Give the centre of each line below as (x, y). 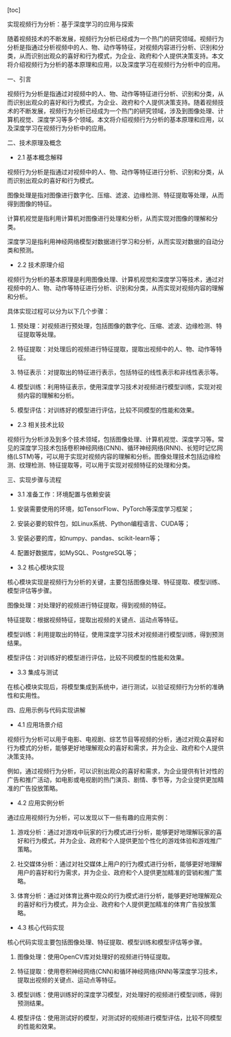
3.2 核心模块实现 (41, 567)
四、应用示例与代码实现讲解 (46, 710)
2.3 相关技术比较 (41, 425)
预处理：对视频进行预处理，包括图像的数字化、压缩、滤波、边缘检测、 (117, 326)
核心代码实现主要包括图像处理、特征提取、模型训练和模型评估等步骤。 (107, 942)
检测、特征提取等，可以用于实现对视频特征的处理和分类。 (112, 465)
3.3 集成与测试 (37, 672)
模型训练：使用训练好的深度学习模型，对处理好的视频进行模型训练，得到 (119, 994)
